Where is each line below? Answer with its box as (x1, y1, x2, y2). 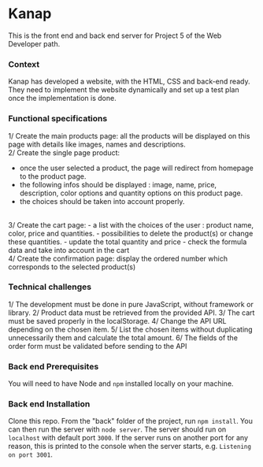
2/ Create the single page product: (8, 147, 120, 158)
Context (8, 58, 40, 69)
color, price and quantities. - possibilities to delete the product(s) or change (8, 228, 254, 238)
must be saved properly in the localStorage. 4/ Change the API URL (8, 316, 227, 325)
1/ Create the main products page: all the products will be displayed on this (8, 131, 250, 140)
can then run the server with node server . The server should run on (8, 424, 227, 434)
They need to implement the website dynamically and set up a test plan (8, 85, 239, 95)
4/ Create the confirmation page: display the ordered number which (8, 254, 228, 263)
